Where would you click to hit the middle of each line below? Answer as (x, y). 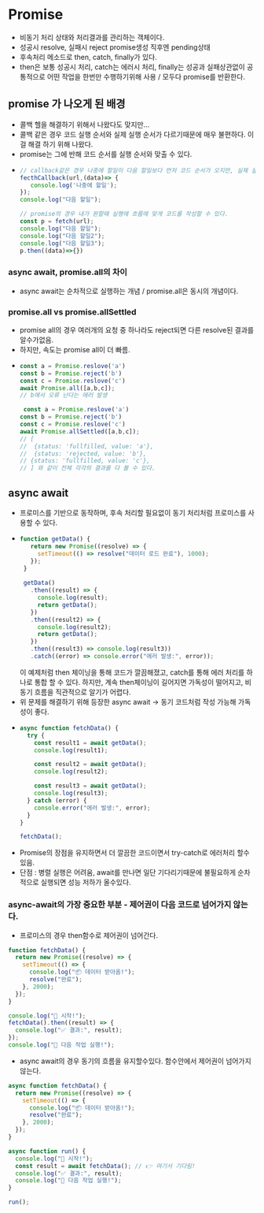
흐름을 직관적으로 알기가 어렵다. (82, 692)
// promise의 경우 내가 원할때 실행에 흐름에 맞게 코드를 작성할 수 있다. (124, 214)
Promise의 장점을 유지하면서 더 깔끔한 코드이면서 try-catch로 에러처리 (127, 853)
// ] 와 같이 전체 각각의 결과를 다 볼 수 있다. (87, 468)
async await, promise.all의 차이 (68, 272)
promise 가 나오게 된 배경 (67, 104)
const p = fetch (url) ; (57, 221)
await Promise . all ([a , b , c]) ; (67, 388)
